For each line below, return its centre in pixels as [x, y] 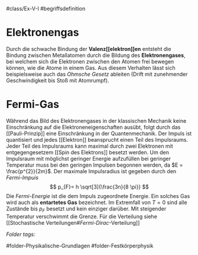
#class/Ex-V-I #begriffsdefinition [46, 9]
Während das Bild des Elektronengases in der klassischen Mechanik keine [96, 120]
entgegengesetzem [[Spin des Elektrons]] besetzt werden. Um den [88, 152]
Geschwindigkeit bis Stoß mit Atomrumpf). [58, 80]
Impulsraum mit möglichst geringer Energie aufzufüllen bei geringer [89, 158]
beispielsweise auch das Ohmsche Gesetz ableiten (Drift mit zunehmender [97, 74]
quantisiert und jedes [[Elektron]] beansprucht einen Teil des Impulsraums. [97, 139]
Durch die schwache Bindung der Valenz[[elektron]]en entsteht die [89, 49]
